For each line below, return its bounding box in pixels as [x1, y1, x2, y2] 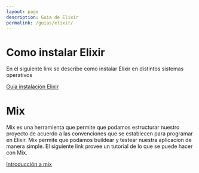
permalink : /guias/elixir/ [6, 20, 74, 26]
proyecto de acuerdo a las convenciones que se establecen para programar [6, 130, 193, 137]
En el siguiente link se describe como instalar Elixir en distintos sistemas [6, 65, 184, 72]
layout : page [6, 8, 39, 15]
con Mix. [6, 149, 28, 156]
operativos [6, 72, 33, 79]
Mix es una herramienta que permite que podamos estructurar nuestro [6, 123, 180, 131]
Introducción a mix [6, 160, 52, 168]
